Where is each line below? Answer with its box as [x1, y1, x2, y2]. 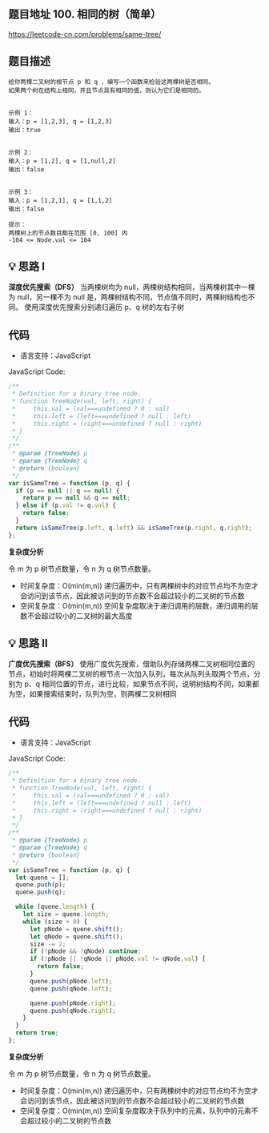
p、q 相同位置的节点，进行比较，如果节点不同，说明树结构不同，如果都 [23, 679, 260, 689]
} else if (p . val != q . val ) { [15, 501, 116, 510]
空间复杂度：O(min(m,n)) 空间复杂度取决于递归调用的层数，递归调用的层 [19, 601, 259, 610]
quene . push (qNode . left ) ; [29, 984, 113, 993]
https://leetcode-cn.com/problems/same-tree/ [8, 29, 162, 38]
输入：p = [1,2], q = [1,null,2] [8, 157, 116, 165]
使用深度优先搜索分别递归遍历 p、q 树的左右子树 [23, 303, 184, 312]
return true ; [15, 1029, 59, 1037]
